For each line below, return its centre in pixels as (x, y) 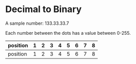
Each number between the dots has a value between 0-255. (68, 33)
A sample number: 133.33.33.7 (37, 23)
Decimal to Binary (44, 9)
